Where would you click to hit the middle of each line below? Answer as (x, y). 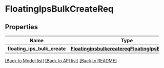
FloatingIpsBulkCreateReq (59, 9)
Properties (21, 27)
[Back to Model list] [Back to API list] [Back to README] (61, 61)
